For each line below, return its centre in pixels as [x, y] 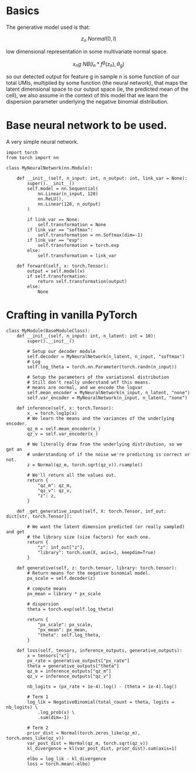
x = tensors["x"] [48, 656]
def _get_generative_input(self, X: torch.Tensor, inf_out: [92, 512]
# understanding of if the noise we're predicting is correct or [109, 455]
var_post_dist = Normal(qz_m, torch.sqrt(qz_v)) [88, 744]
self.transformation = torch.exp [78, 246]
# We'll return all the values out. [72, 476]
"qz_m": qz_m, [55, 486]
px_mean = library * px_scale [64, 594]
